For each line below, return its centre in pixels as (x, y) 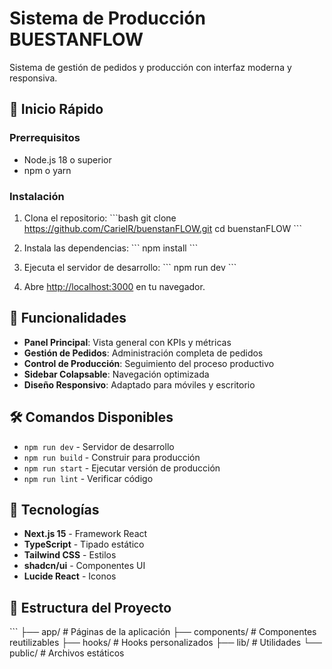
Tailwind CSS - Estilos (70, 555)
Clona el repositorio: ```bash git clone (100, 218)
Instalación (37, 196)
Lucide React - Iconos (70, 576)
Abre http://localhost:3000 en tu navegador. (114, 286)
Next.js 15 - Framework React (85, 534)
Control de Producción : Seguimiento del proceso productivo (149, 363)
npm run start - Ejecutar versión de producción (122, 468)
